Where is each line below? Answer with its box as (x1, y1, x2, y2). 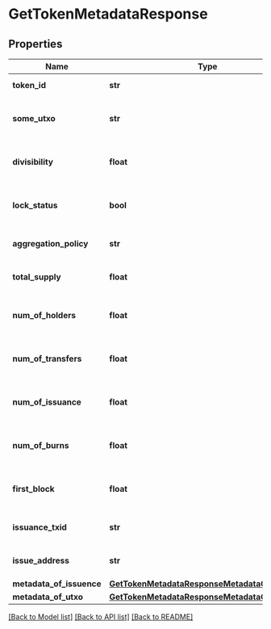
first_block (12, 484, 55, 494)
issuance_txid (12, 522, 67, 533)
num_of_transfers (12, 353, 82, 364)
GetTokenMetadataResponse (8, 5, 208, 23)
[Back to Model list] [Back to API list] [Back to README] (8, 612, 194, 622)
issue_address (12, 555, 70, 566)
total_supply (12, 271, 62, 283)
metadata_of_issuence (12, 578, 102, 589)
